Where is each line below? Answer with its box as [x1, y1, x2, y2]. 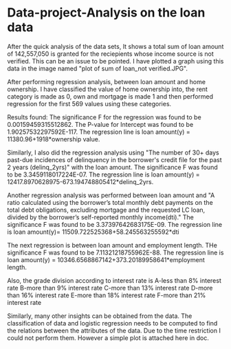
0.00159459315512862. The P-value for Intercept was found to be [7, 120, 194, 128]
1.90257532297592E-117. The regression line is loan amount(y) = [7, 128, 190, 136]
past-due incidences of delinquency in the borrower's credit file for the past [7, 155, 222, 163]
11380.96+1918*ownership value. [7, 134, 100, 143]
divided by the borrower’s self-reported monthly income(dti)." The [7, 212, 195, 221]
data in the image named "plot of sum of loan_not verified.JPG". [7, 64, 188, 72]
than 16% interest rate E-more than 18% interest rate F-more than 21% [7, 291, 206, 299]
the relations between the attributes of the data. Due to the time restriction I [7, 326, 221, 335]
